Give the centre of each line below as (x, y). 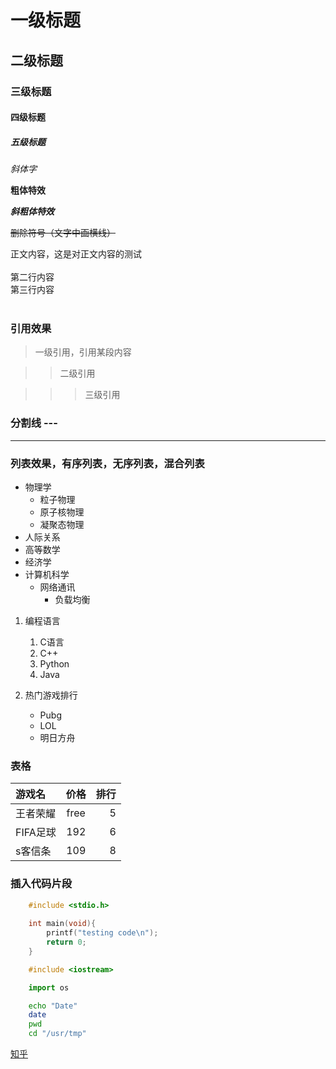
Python (54, 663)
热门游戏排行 (51, 695)
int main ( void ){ (62, 924)
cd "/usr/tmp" (57, 1034)
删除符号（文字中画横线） (63, 233)
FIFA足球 (36, 833)
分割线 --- (34, 423)
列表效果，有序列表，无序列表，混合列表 (107, 463)
